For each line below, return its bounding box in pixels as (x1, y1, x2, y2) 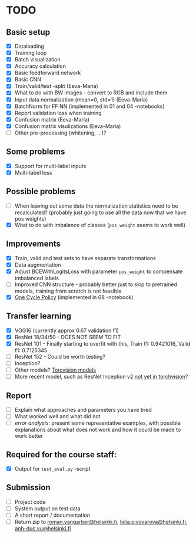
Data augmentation (14, 261, 61, 268)
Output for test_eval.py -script (14, 465, 91, 472)
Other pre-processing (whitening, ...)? (14, 129, 107, 136)
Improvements (6, 239, 61, 249)
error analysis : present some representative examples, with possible (14, 419, 181, 427)
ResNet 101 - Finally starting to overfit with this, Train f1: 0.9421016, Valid (14, 340, 191, 347)
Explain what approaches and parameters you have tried (14, 406, 152, 413)
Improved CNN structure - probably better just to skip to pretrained (14, 281, 178, 288)
